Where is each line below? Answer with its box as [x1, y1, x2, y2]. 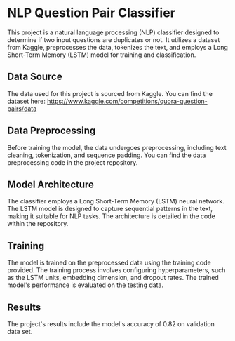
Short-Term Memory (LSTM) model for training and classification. [7, 51, 196, 59]
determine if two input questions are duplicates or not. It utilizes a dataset [7, 35, 220, 44]
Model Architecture [7, 178, 95, 190]
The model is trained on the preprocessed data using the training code [7, 258, 212, 267]
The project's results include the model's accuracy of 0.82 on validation [7, 320, 215, 328]
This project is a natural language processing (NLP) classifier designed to [7, 28, 220, 36]
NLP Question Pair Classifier [7, 5, 175, 21]
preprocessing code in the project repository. [7, 158, 138, 166]
